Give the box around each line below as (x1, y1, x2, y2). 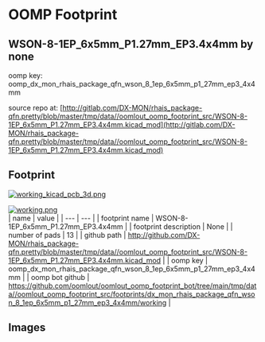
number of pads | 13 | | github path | (8, 230, 127, 239)
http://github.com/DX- (127, 230, 201, 239)
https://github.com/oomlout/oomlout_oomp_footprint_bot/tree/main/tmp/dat (8, 281, 257, 290)
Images (8, 321, 46, 335)
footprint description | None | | (133, 221, 233, 231)
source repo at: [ (8, 103, 63, 112)
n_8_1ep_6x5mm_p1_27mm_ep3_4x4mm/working (8, 297, 167, 307)
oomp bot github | (30, 272, 90, 282)
